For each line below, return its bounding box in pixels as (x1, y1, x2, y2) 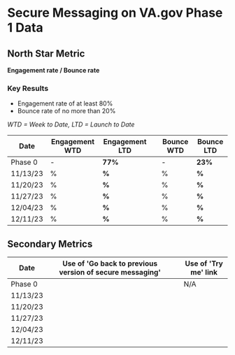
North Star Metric (7, 48, 85, 59)
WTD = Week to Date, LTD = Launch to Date (7, 120, 135, 129)
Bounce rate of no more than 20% (17, 107, 116, 115)
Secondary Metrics (7, 238, 93, 249)
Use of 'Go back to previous (62, 259, 158, 268)
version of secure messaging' (59, 268, 161, 277)
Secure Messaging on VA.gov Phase (7, 5, 223, 21)
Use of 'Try (185, 259, 224, 268)
